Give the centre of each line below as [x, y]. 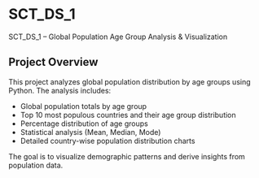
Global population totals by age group [83, 106]
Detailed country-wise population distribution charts [108, 141]
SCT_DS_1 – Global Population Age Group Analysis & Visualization [118, 37]
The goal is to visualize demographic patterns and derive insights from [127, 156]
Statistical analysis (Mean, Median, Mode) [90, 132]
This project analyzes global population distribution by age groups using [129, 81]
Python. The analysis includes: [60, 90]
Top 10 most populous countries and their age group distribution [128, 115]
